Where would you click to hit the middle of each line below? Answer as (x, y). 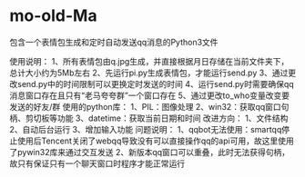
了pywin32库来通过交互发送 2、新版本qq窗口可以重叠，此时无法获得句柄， (150, 152)
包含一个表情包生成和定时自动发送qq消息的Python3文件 (114, 42)
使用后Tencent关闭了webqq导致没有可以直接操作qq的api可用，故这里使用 (155, 141)
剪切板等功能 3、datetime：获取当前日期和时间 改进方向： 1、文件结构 (157, 118)
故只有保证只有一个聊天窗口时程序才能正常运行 (97, 163)
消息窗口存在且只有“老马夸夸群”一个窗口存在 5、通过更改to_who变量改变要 (149, 95)
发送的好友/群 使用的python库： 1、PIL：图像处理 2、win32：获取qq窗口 (146, 106)
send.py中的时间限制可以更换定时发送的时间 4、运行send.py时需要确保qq (155, 84)
